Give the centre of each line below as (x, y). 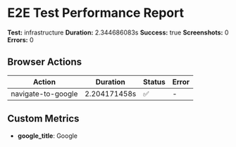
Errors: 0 (20, 39)
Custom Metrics (43, 119)
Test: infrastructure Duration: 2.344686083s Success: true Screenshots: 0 (118, 32)
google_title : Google (48, 136)
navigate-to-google (44, 94)
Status (154, 82)
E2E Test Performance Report (96, 13)
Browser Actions (45, 62)
